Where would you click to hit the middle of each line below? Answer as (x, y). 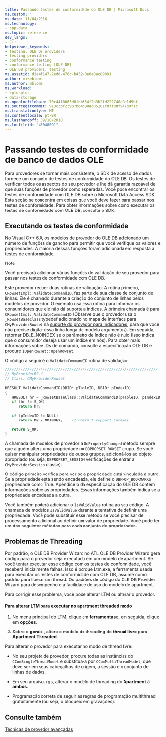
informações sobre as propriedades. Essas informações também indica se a (83, 490)
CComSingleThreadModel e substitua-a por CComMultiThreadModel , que (82, 661)
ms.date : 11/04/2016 (26, 19)
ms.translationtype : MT (30, 111)
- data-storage (21, 97)
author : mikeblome (24, 79)
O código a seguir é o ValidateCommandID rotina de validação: (67, 361)
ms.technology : (21, 24)
